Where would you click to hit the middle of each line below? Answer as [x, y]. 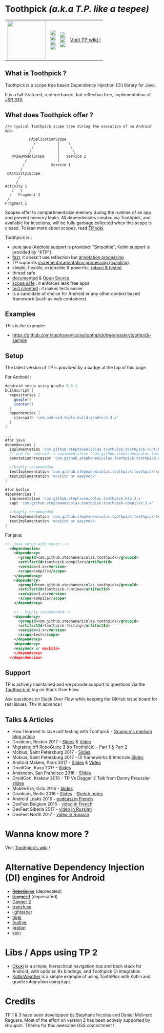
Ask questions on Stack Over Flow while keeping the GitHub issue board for [81, 699]
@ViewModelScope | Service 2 [49, 156]
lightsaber [22, 912]
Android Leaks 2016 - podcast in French [52, 799]
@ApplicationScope [48, 139]
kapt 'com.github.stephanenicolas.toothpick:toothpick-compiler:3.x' [82, 503]
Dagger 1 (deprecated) [35, 896]
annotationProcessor [30, 458]
